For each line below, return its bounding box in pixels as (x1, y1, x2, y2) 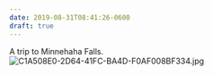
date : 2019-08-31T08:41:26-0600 (9, 12, 130, 22)
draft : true (9, 21, 54, 30)
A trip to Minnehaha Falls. (9, 46, 104, 56)
